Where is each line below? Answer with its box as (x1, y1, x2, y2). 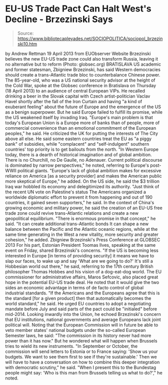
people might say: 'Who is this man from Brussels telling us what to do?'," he (5, 369, 162, 375)
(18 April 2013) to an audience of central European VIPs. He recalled (5, 88, 145, 94)
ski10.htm (17, 41, 37, 47)
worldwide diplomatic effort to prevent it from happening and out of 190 (5, 194, 152, 200)
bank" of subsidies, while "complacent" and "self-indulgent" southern (5, 141, 149, 147)
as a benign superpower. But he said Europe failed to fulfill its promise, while (5, 109, 163, 115)
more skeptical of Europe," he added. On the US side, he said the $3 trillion (5, 178, 160, 184)
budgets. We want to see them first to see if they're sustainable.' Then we (5, 353, 157, 359)
